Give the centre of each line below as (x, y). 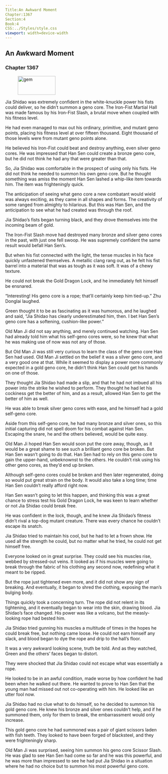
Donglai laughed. (23, 301)
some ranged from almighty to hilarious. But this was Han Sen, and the (78, 205)
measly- (141, 613)
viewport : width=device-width (37, 33)
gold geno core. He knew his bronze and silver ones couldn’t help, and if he (83, 709)
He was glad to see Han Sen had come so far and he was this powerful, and (83, 755)
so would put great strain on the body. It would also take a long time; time (81, 480)
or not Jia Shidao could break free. (41, 506)
